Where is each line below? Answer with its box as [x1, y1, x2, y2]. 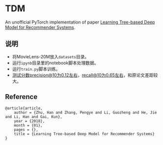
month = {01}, [14, 123, 43, 128]
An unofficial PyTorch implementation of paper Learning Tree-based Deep [5, 19, 155, 25]
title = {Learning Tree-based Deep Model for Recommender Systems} [14, 131, 155, 136]
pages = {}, [14, 127, 38, 132]
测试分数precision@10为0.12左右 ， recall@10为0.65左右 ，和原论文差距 [12, 72, 154, 78]
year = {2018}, [14, 119, 45, 123]
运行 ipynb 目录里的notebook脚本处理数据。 [12, 60, 99, 66]
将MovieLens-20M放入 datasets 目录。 [12, 53, 89, 59]
